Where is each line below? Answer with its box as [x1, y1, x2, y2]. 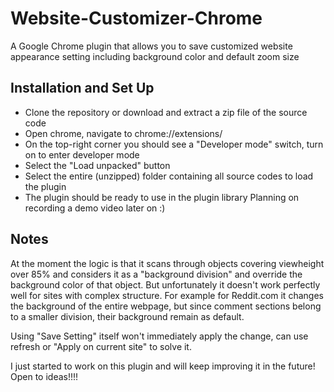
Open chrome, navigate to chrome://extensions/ [24, 127, 223, 139]
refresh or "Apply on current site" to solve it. [10, 340, 192, 352]
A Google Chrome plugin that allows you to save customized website [10, 40, 293, 52]
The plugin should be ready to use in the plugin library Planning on [24, 191, 300, 203]
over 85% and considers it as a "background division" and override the [10, 268, 303, 280]
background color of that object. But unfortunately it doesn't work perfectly [10, 278, 321, 291]
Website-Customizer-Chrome [10, 7, 263, 30]
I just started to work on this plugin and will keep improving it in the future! [10, 360, 316, 372]
